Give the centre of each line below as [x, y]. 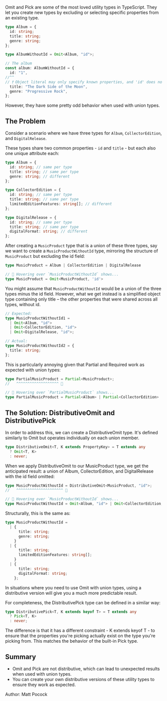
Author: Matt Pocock [26, 694]
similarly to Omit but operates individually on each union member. [72, 438]
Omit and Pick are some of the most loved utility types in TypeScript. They [81, 7]
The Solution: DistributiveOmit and [60, 413]
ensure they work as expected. [44, 685]
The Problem [25, 121]
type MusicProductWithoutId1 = [38, 318]
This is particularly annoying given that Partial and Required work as [75, 364]
